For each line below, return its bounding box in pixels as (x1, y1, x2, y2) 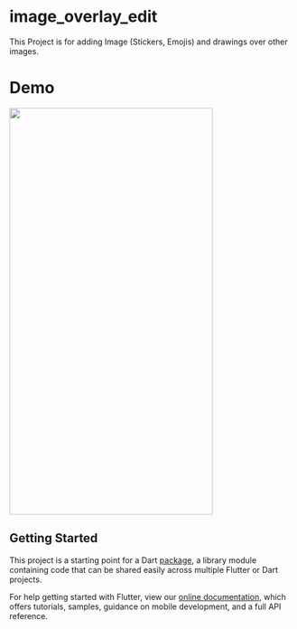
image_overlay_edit (9, 6, 158, 27)
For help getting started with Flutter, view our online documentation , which (9, 591, 287, 602)
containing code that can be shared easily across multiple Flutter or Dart (9, 564, 278, 575)
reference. (9, 610, 48, 621)
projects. (9, 574, 42, 585)
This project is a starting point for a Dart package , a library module (9, 554, 257, 566)
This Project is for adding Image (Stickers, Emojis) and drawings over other (9, 36, 288, 47)
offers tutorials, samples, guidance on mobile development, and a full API (9, 601, 282, 612)
